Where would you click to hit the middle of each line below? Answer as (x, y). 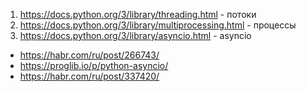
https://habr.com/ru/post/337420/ (89, 76)
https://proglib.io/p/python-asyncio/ (94, 65)
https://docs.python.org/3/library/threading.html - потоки (138, 14)
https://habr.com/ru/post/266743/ (89, 55)
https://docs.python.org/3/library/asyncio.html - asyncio (135, 35)
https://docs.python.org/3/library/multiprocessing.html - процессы (158, 25)
